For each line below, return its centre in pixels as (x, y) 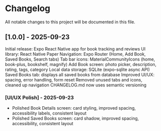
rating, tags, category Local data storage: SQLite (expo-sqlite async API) (78, 69)
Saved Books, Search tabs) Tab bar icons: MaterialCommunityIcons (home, (80, 59)
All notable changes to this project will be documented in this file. (70, 22)
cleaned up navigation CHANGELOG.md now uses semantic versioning (76, 85)
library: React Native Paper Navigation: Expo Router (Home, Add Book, (75, 54)
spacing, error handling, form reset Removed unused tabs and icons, (74, 80)
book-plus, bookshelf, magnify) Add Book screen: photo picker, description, (81, 64)
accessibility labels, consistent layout (49, 113)
